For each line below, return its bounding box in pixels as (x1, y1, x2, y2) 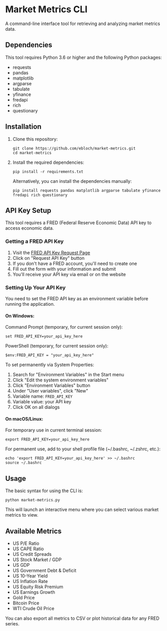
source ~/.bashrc (5, 460, 42, 466)
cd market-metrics (12, 150, 52, 155)
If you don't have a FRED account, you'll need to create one (12, 260, 137, 266)
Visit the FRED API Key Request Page (12, 249, 90, 256)
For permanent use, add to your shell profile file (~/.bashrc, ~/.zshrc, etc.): (5, 446, 161, 452)
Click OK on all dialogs (12, 404, 60, 410)
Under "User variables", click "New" (12, 388, 88, 394)
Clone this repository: (12, 136, 58, 142)
